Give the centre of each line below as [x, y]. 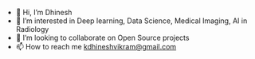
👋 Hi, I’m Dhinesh [44, 12]
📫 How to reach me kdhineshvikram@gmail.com [96, 47]
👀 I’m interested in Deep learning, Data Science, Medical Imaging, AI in [131, 21]
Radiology [32, 29]
